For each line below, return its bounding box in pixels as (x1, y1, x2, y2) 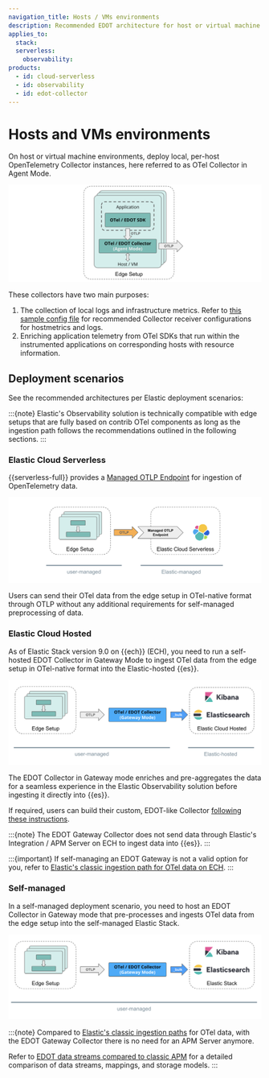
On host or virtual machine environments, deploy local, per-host (8, 151, 220, 161)
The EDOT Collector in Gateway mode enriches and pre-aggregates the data (8, 773, 262, 783)
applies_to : (8, 30, 48, 38)
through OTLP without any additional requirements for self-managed (8, 600, 234, 609)
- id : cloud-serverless (15, 72, 95, 81)
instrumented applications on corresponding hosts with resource (19, 340, 234, 349)
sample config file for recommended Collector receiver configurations (19, 314, 251, 324)
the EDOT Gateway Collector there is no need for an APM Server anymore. (8, 1036, 255, 1046)
